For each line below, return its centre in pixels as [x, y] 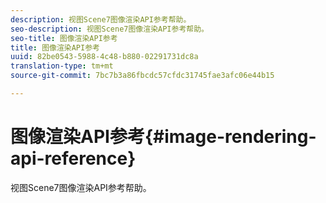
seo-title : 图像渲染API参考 [64, 38]
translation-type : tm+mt [62, 66]
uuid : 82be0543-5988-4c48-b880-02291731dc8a [104, 57]
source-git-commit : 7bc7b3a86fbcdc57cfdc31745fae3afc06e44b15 [142, 76]
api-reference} [73, 158]
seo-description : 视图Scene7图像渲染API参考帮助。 [109, 29]
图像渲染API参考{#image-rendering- [163, 137]
